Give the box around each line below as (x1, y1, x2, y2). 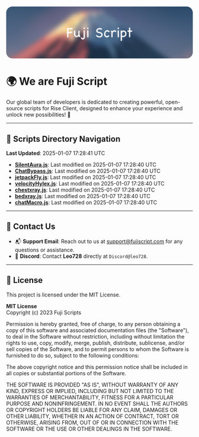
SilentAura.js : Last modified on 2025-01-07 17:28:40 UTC (14, 161, 157, 168)
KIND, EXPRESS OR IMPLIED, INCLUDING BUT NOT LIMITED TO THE (6, 387, 174, 394)
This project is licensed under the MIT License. (6, 291, 121, 298)
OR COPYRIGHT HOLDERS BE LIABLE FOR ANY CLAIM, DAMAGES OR (6, 406, 178, 413)
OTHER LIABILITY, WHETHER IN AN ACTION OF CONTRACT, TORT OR (6, 413, 179, 420)
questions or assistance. (14, 246, 75, 253)
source (6, 105, 24, 112)
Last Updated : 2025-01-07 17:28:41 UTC (6, 149, 105, 157)
